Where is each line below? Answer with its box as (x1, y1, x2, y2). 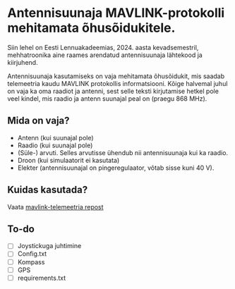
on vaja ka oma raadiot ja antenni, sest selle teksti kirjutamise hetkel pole (7, 87, 219, 95)
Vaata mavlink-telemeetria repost (7, 202, 104, 211)
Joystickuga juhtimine (17, 242, 82, 250)
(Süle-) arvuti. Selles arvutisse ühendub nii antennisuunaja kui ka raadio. (17, 148, 228, 156)
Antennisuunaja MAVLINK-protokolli (7, 5, 225, 21)
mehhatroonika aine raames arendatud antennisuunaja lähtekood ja (7, 51, 203, 59)
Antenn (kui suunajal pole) (17, 133, 94, 142)
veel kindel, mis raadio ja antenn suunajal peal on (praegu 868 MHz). (7, 94, 207, 103)
